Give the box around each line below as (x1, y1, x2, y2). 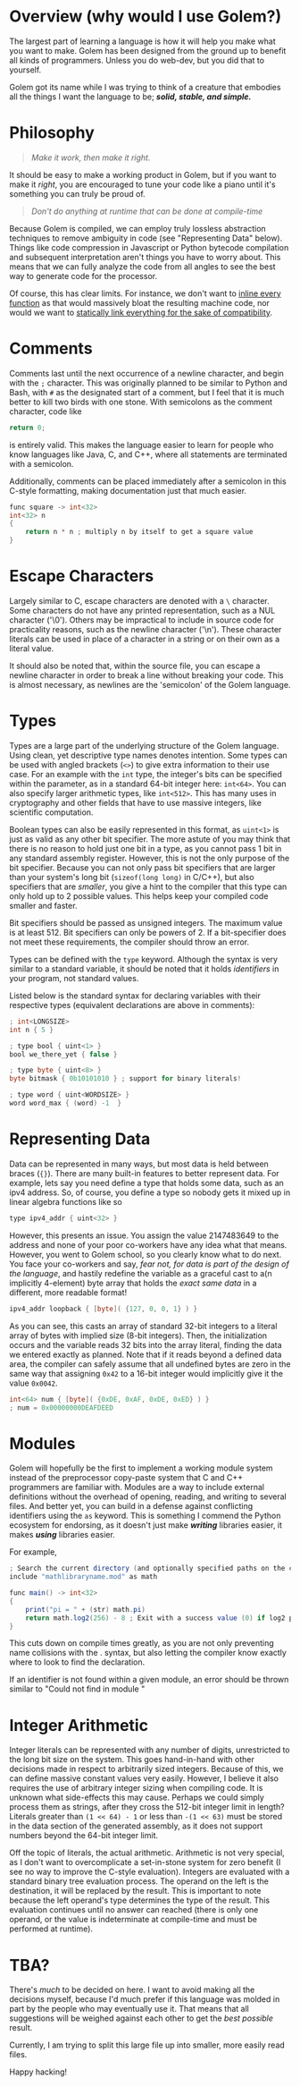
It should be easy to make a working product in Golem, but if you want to (9, 169, 277, 180)
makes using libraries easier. (9, 1530, 116, 1540)
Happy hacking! (9, 2066, 68, 2077)
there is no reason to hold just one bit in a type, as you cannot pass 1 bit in (9, 843, 282, 853)
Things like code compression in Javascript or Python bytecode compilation (9, 242, 289, 252)
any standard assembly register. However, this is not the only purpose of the (9, 852, 290, 863)
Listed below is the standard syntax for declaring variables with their (9, 990, 261, 1001)
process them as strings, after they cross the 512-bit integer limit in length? (9, 1802, 285, 1812)
